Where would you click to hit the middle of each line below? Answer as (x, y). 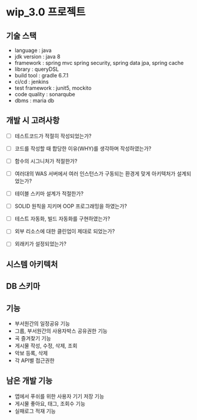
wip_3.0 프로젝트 (46, 12)
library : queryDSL (36, 69)
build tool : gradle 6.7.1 (41, 75)
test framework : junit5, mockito (53, 88)
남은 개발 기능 (29, 381)
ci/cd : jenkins (31, 82)
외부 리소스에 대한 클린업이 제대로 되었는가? (65, 232)
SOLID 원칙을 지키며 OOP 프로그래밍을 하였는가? (71, 206)
